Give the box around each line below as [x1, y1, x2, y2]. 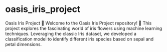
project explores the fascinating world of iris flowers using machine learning [5, 25, 162, 31]
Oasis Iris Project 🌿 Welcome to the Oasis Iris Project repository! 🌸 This [5, 20, 152, 26]
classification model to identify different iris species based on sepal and [5, 36, 154, 42]
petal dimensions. [5, 41, 42, 47]
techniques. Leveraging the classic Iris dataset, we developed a [5, 30, 137, 36]
